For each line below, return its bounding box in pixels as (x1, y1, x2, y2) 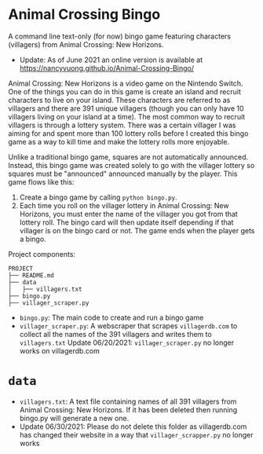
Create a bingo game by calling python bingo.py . (19, 192, 178, 202)
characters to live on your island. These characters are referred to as (8, 95, 231, 104)
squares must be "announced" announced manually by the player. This (8, 169, 238, 178)
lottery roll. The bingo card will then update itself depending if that (19, 218, 234, 227)
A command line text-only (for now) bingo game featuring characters (8, 31, 232, 41)
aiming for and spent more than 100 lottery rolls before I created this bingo (8, 128, 249, 138)
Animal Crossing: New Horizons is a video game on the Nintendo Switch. (8, 79, 243, 88)
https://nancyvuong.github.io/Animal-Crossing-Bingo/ (19, 63, 195, 72)
